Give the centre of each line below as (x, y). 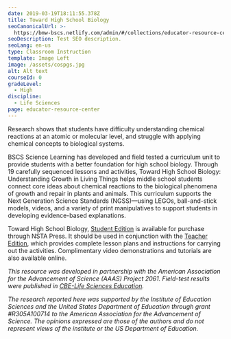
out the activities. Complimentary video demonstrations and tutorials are (110, 250)
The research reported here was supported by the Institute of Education (110, 299)
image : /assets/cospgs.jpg (46, 65)
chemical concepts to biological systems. (66, 143)
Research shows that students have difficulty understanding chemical (106, 129)
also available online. (37, 258)
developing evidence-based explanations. (67, 215)
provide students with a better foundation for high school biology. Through (113, 164)
